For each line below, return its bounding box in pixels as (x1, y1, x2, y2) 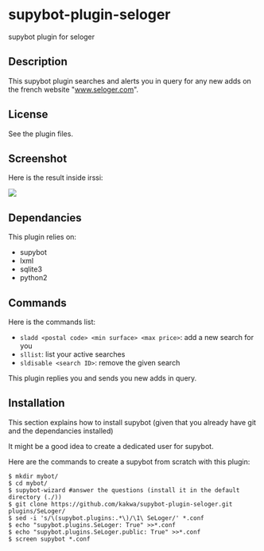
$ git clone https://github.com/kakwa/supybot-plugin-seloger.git (8, 500, 233, 508)
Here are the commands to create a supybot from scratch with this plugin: (8, 456, 250, 467)
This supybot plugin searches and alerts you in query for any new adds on (8, 76, 252, 85)
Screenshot (8, 151, 68, 165)
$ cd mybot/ (8, 479, 48, 487)
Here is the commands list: (8, 317, 96, 326)
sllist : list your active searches (19, 350, 126, 359)
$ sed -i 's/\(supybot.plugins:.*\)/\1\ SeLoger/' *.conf (8, 514, 204, 522)
